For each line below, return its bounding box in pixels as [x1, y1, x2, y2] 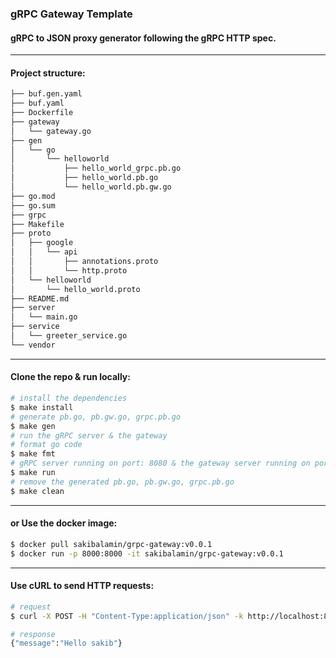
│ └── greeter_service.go [10, 331, 128, 341]
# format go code [10, 440, 83, 450]
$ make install [10, 402, 74, 412]
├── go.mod [10, 191, 56, 201]
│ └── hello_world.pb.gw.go [10, 182, 172, 192]
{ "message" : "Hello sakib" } [10, 638, 123, 649]
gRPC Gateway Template [10, 7, 133, 21]
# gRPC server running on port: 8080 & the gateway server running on [10, 458, 311, 469]
